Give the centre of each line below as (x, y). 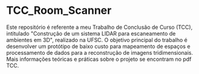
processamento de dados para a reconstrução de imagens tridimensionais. (100, 52)
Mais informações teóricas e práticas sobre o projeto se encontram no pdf (99, 59)
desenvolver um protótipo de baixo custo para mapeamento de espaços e (98, 46)
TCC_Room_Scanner (59, 11)
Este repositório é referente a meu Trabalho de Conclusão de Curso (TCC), (99, 27)
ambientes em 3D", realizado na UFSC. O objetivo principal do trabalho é (97, 40)
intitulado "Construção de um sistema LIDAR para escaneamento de (91, 33)
